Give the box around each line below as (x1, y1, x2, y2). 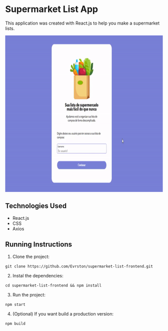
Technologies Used (5, 202, 66, 210)
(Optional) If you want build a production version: (12, 310, 114, 316)
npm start (5, 302, 26, 307)
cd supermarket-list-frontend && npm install (5, 283, 101, 288)
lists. (5, 25, 15, 31)
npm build (5, 321, 26, 326)
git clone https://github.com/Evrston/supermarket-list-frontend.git (5, 264, 153, 269)
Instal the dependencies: (12, 272, 63, 278)
